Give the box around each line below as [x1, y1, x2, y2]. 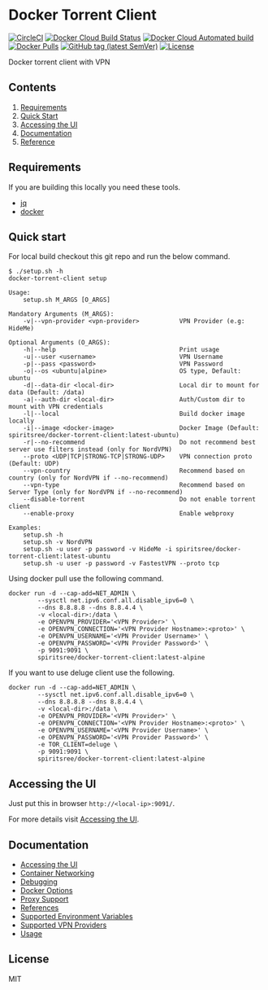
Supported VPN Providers [19, 920, 107, 930]
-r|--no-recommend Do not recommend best [23, 438, 256, 447]
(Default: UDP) [8, 460, 60, 468]
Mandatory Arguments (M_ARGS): [8, 310, 115, 318]
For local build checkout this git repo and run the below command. [8, 252, 231, 261]
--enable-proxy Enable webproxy [23, 510, 234, 518]
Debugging [19, 877, 58, 887]
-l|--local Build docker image [23, 410, 245, 418]
